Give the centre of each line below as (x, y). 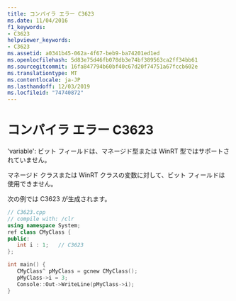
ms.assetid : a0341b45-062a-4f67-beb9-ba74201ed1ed (84, 54)
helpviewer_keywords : (39, 40)
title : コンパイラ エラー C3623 (51, 14)
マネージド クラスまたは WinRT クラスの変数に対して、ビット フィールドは (116, 175)
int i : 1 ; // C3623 (50, 245)
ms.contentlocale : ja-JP (44, 80)
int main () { (27, 265)
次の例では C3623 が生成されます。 (59, 199)
